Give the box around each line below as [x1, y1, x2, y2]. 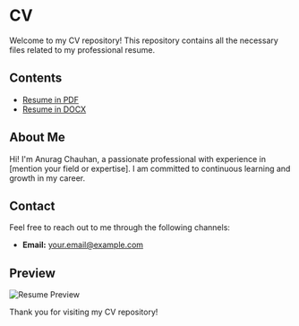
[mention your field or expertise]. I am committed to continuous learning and [9, 163, 291, 174]
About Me [9, 130, 65, 145]
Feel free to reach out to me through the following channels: [9, 222, 231, 233]
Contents [9, 71, 63, 86]
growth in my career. [9, 172, 86, 184]
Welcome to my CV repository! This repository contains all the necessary [9, 35, 279, 46]
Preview [9, 265, 56, 280]
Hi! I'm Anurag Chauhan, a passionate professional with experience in [9, 153, 267, 164]
